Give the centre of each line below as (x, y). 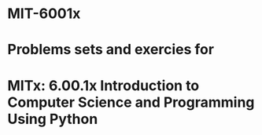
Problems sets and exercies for (111, 50)
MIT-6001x (44, 14)
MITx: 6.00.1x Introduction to (103, 85)
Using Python (53, 119)
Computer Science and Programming (131, 102)
